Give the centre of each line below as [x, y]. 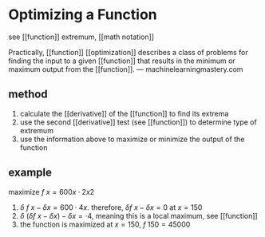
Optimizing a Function [83, 15]
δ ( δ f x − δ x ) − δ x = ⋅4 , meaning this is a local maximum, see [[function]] [138, 215]
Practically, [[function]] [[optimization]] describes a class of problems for [129, 52]
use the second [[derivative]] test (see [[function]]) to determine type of [138, 122]
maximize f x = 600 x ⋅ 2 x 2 [51, 192]
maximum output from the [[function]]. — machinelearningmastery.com [126, 69]
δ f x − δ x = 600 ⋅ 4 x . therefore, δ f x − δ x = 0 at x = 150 [111, 207]
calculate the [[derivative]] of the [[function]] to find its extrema [124, 113]
